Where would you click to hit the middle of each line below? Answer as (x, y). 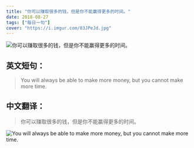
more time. (34, 86)
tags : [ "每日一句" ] (28, 22)
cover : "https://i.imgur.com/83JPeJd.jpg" (59, 28)
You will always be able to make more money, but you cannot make (102, 80)
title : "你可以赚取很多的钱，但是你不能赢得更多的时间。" (68, 11)
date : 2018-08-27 (27, 17)
